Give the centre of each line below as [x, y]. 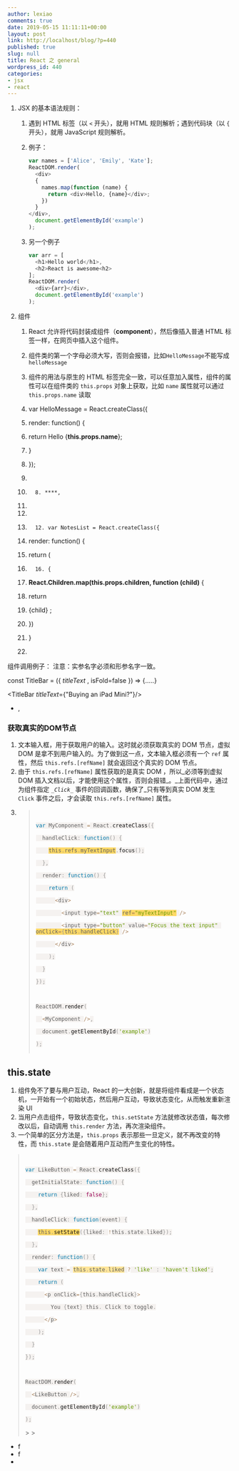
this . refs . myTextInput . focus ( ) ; [97, 851]
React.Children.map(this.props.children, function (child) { [116, 582]
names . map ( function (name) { [85, 187]
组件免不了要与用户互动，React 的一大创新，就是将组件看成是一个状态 [121, 1090]
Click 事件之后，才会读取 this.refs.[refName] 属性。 [96, 798]
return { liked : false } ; [73, 1195]
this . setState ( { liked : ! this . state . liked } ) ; [105, 1232]
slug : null [24, 54]
